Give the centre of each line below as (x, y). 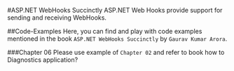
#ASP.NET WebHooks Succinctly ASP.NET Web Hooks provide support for (115, 10)
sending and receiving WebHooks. (57, 18)
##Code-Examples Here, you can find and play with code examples (105, 31)
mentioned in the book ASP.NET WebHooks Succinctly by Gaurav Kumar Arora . (117, 39)
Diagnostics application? (43, 60)
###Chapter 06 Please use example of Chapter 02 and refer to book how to (116, 52)
